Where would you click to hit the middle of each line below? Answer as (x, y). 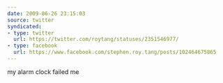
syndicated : (24, 26)
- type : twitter (31, 33)
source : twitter (31, 20)
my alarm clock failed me (43, 72)
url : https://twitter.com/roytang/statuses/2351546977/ (96, 39)
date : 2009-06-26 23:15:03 (46, 13)
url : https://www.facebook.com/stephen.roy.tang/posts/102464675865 (115, 53)
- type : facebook (32, 46)
